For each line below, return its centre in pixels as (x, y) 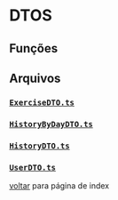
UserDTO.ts (32, 167)
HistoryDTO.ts (39, 146)
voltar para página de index (59, 186)
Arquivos (35, 78)
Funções (34, 48)
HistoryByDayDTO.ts (51, 124)
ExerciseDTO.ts (42, 102)
